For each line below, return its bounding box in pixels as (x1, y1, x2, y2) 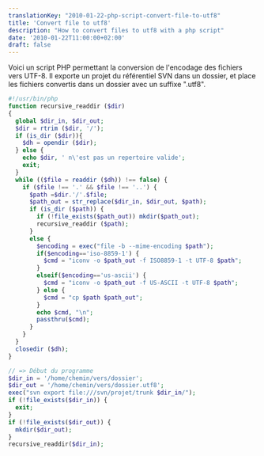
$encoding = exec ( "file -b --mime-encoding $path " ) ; (36, 242, 214, 250)
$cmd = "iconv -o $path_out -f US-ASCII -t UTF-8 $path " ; (43, 279, 239, 287)
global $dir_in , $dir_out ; (15, 116, 104, 125)
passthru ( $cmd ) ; (36, 316, 90, 324)
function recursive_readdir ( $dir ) (8, 102, 126, 110)
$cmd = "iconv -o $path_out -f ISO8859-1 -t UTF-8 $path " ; (43, 256, 243, 265)
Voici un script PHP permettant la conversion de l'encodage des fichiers (8, 63, 243, 72)
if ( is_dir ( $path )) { (28, 205, 104, 214)
